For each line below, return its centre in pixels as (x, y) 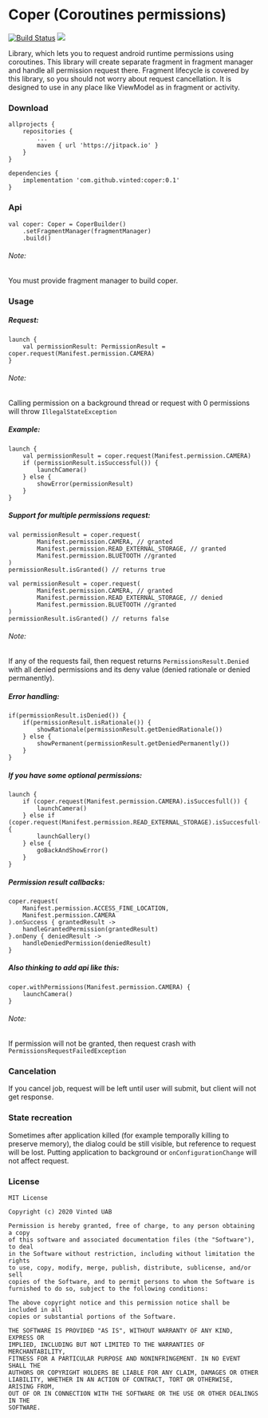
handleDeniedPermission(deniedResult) (87, 943)
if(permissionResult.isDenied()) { (67, 715)
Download (29, 108)
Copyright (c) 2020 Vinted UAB (60, 1212)
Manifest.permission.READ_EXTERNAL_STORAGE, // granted (132, 549)
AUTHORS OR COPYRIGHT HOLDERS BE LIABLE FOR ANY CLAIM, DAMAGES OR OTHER (134, 1372)
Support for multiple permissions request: (79, 515)
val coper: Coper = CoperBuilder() (67, 224)
